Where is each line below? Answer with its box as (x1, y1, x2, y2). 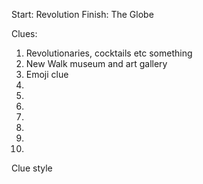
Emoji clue (25, 69, 69, 80)
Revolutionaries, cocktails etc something (25, 47, 193, 59)
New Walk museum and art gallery (25, 58, 168, 69)
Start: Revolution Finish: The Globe (11, 9, 154, 20)
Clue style (11, 162, 53, 174)
